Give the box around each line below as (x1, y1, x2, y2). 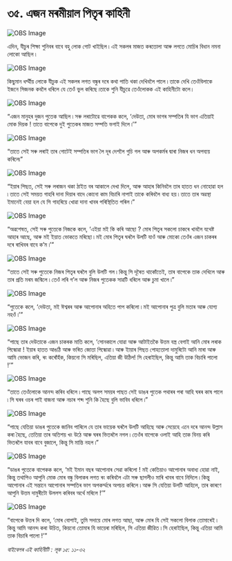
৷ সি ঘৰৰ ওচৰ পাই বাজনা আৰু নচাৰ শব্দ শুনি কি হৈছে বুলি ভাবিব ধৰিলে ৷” (7, 395, 148, 403)
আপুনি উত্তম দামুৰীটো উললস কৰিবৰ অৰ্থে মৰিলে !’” (7, 488, 106, 497)
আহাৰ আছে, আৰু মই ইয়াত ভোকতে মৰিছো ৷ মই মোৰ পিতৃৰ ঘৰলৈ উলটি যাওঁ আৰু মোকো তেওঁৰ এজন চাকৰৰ (7, 232, 217, 240)
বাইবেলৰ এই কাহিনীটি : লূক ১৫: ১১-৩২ (7, 545, 86, 553)
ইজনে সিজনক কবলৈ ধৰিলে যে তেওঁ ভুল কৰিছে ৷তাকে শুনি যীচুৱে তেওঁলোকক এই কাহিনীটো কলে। (7, 85, 195, 93)
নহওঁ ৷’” (7, 310, 23, 318)
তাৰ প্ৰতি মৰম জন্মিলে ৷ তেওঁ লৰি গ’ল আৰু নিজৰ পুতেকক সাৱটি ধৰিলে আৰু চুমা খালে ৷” (7, 275, 175, 283)
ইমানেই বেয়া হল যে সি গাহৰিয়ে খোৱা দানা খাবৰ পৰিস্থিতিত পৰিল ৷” (7, 198, 135, 206)
